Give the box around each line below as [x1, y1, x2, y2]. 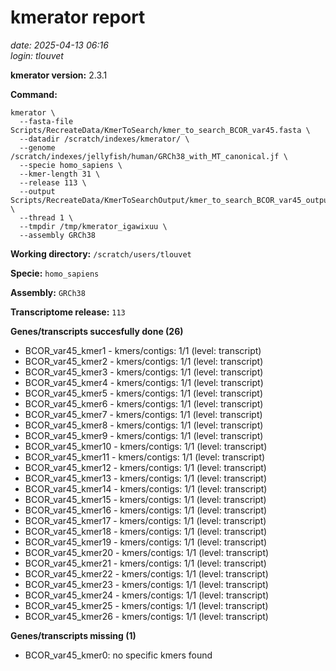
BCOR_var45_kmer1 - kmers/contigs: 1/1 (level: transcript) [24, 344, 262, 356]
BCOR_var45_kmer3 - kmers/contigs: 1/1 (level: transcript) [24, 366, 264, 378]
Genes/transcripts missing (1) [10, 629, 137, 641]
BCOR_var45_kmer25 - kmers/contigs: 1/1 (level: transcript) [24, 599, 269, 611]
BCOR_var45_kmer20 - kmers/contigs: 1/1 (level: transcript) [24, 546, 270, 558]
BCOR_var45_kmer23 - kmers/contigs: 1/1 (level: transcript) [24, 578, 269, 590]
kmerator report [10, 6, 146, 29]
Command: [10, 88, 58, 100]
